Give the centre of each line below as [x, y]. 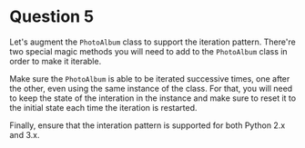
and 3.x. [25, 134]
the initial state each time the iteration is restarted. [103, 107]
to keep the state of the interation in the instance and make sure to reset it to [153, 98]
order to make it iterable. [56, 61]
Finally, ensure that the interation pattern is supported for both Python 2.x [147, 125]
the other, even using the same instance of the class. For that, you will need [151, 88]
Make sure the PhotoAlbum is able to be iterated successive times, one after [150, 78]
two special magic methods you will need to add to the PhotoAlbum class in [149, 51]
